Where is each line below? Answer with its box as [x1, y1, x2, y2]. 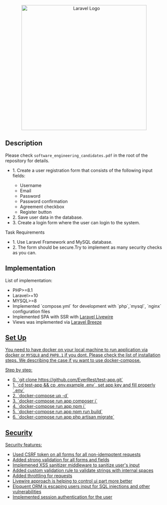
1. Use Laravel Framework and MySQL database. [12, 239, 112, 245]
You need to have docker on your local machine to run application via [5, 347, 148, 353]
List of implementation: [5, 277, 52, 283]
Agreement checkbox [19, 203, 64, 210]
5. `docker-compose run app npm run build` [12, 408, 103, 415]
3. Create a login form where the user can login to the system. [12, 219, 140, 225]
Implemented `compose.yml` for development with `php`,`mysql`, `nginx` [12, 303, 161, 309]
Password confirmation [19, 198, 68, 204]
